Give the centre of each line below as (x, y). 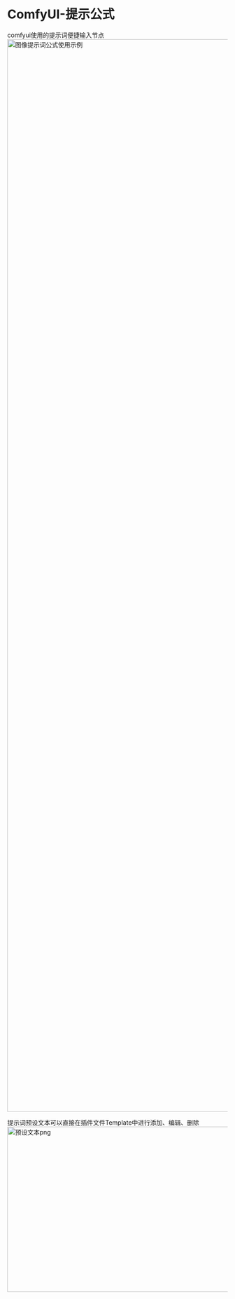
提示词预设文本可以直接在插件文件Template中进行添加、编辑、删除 (103, 1122)
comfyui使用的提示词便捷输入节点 (56, 35)
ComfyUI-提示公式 (61, 14)
